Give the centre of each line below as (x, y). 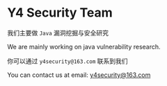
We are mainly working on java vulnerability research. (84, 46)
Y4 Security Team (60, 13)
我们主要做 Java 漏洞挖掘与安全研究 (58, 33)
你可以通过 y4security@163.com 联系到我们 (67, 61)
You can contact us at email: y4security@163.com (79, 75)
